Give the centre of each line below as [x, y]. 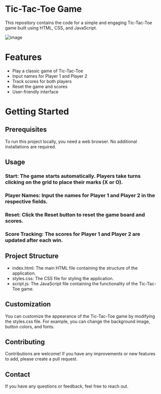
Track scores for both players [42, 81]
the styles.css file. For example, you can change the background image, [78, 321]
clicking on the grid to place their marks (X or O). [64, 182]
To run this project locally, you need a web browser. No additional [71, 141]
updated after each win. [34, 240]
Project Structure [32, 256]
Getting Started [37, 112]
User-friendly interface [35, 91]
